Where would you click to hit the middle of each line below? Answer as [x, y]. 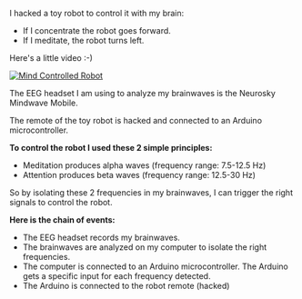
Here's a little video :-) [51, 58]
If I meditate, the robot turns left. [83, 40]
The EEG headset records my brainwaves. [101, 237]
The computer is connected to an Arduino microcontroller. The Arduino [155, 266]
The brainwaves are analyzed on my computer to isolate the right [145, 247]
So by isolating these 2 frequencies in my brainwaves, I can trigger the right [151, 193]
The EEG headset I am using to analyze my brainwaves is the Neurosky [142, 93]
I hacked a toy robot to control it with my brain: [97, 13]
